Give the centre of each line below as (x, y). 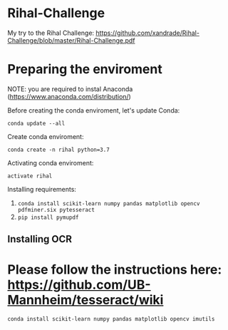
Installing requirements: (42, 189)
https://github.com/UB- (79, 285)
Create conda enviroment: (46, 136)
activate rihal (30, 176)
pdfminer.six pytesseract (56, 210)
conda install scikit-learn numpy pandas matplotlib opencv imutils (111, 319)
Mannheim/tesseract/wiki (85, 300)
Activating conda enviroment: (51, 163)
